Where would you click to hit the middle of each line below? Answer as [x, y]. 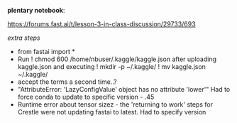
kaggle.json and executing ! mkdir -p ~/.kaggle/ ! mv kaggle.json [111, 66]
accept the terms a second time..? [67, 82]
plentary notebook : [36, 10]
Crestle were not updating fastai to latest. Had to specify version [112, 112]
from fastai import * [46, 52]
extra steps [24, 38]
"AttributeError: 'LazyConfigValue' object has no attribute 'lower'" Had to [124, 89]
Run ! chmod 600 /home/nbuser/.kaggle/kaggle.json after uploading [117, 59]
